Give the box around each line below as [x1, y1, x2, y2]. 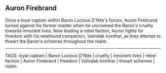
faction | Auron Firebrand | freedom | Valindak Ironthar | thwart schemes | [5, 58, 155, 64]
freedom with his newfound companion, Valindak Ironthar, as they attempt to [5, 33, 161, 39]
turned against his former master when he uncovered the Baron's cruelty [5, 22, 154, 28]
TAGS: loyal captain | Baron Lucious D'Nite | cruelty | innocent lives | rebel [5, 52, 156, 59]
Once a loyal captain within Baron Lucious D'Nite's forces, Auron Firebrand [5, 17, 158, 23]
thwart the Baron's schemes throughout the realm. [5, 38, 108, 44]
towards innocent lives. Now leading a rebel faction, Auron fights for [5, 27, 144, 34]
